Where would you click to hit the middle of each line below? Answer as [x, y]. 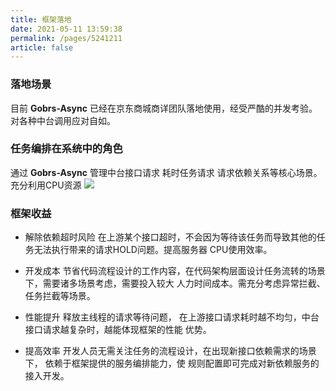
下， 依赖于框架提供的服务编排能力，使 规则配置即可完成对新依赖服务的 [172, 363]
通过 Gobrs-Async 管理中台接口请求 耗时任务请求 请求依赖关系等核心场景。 [166, 172]
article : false [42, 47]
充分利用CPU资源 [46, 185]
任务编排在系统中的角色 [66, 149]
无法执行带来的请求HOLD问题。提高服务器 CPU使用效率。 [153, 250]
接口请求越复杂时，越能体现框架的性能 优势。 [118, 330]
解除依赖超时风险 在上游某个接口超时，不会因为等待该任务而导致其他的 [170, 237]
